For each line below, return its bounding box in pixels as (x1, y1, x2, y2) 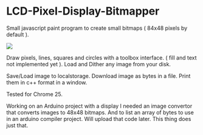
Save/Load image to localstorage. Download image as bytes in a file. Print (6, 72, 191, 80)
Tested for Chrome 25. (6, 90, 63, 98)
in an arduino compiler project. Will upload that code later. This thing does (6, 115, 191, 122)
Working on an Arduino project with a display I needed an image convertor (6, 102, 193, 109)
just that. (6, 122, 29, 129)
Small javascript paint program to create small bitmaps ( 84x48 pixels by (6, 24, 188, 32)
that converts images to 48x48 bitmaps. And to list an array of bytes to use (6, 108, 194, 116)
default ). (6, 30, 29, 38)
